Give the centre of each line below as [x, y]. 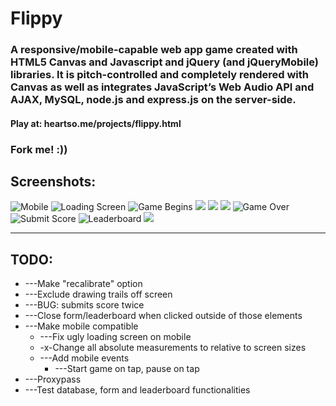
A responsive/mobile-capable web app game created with [154, 50]
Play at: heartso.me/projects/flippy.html [96, 123]
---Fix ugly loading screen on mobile [115, 337]
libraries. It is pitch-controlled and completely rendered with [160, 75]
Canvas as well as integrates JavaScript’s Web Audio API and [162, 87]
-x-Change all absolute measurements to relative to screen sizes [173, 348]
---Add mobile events [84, 358]
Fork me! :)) [39, 149]
